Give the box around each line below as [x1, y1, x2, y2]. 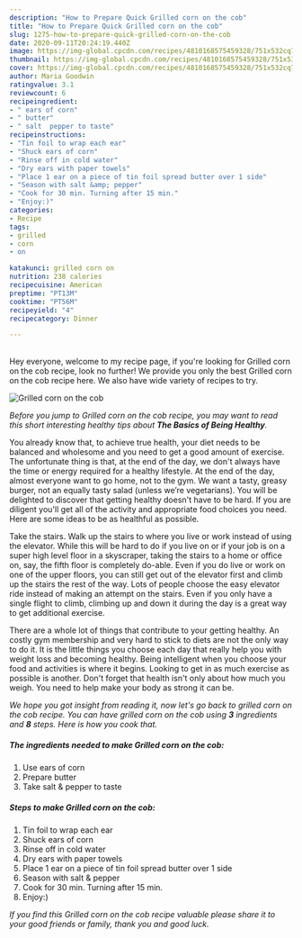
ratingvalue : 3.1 [9, 80, 75, 89]
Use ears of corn [22, 762, 85, 773]
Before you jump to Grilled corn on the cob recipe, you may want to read [9, 410, 279, 421]
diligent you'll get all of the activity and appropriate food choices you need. [9, 504, 288, 515]
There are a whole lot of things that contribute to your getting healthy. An [9, 625, 280, 636]
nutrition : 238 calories [9, 272, 102, 282]
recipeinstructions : [9, 131, 87, 140]
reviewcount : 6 [9, 88, 67, 97]
